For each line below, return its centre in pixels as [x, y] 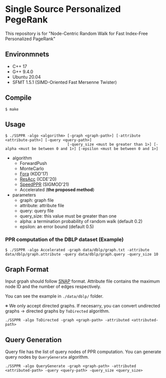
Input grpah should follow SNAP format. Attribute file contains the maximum [83, 281]
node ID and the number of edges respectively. [53, 287]
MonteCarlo [32, 169]
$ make [12, 109]
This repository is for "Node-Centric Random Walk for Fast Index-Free [77, 33]
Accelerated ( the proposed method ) [57, 190]
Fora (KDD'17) [34, 174]
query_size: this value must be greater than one [68, 216]
